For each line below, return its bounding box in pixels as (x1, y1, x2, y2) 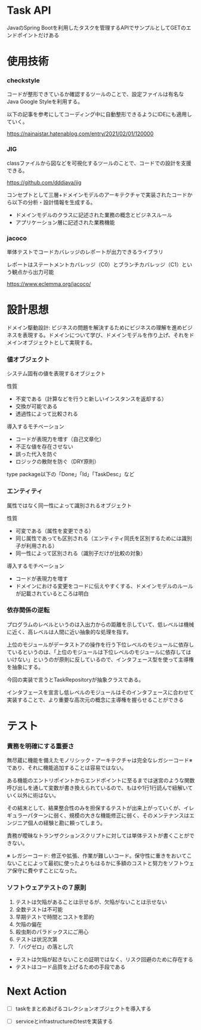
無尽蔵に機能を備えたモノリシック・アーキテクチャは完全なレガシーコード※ (7, 757, 193, 764)
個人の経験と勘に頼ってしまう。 (27, 819, 106, 827)
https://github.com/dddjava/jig (7, 178, 82, 186)
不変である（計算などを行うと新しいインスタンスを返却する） (15, 395, 168, 403)
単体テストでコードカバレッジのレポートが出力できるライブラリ (7, 248, 163, 255)
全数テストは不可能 (15, 905, 63, 913)
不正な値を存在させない (15, 443, 73, 451)
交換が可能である (15, 403, 58, 410)
